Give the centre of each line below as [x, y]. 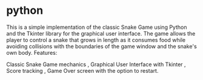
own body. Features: [32, 52]
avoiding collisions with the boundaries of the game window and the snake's [101, 46]
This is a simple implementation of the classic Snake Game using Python [97, 27]
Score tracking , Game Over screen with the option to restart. [82, 70]
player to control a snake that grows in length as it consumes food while [96, 40]
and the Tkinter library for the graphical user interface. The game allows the [101, 33]
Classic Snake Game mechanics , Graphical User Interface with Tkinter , [96, 64]
